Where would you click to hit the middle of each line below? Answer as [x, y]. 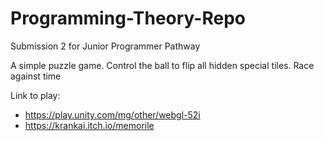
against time [36, 76]
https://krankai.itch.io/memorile [89, 125]
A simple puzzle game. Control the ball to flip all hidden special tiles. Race [162, 65]
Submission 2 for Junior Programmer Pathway [105, 46]
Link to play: [35, 95]
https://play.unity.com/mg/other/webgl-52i [112, 114]
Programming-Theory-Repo [128, 18]
